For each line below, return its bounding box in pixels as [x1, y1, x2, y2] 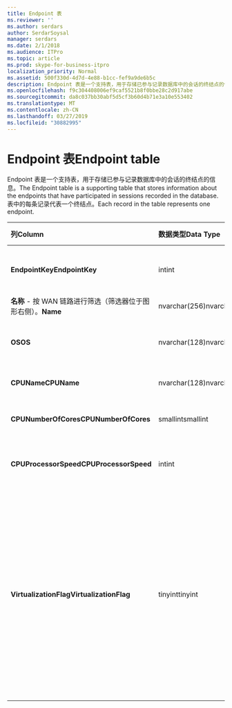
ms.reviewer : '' [7, 17, 54, 23]
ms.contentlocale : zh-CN [7, 106, 79, 113]
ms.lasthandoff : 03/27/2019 [7, 113, 88, 119]
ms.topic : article [7, 55, 60, 62]
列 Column [10, 229, 44, 239]
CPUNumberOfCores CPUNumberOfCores [10, 414, 151, 424]
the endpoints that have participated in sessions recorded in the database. [7, 191, 219, 200]
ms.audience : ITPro [7, 49, 64, 56]
